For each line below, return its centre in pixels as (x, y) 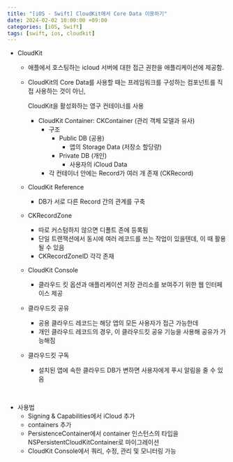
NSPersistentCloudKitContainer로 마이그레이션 (93, 442)
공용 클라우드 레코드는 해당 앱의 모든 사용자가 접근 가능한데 (118, 323)
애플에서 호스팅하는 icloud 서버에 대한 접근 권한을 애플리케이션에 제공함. (126, 68)
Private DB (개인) (83, 156)
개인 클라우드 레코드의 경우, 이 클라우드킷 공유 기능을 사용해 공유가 (128, 332)
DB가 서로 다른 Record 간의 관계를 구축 (91, 202)
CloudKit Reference (56, 187)
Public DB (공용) (82, 138)
